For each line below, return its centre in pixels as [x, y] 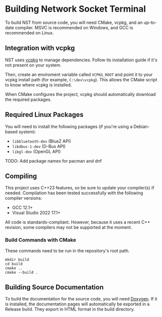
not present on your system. [33, 65]
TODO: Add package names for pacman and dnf [54, 161]
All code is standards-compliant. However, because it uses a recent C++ [78, 222]
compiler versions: [24, 198]
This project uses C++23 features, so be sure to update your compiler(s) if [80, 188]
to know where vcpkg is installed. [38, 85]
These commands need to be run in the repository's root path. [67, 251]
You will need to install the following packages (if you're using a [69, 126]
